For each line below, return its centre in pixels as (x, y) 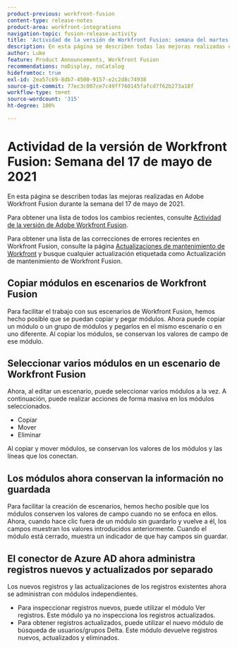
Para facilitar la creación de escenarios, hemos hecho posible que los (108, 507)
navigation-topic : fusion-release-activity (72, 34)
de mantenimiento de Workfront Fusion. (65, 261)
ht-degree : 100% (31, 106)
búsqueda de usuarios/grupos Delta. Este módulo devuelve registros (117, 630)
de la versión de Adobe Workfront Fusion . (68, 225)
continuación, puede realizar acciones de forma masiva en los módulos (111, 399)
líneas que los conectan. (43, 456)
